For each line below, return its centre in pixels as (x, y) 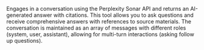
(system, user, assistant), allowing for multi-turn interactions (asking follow (100, 34)
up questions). (24, 41)
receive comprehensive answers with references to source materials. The (99, 21)
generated (19, 15)
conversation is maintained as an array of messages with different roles (96, 28)
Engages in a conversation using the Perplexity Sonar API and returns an (98, 9)
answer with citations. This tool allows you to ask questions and (114, 15)
